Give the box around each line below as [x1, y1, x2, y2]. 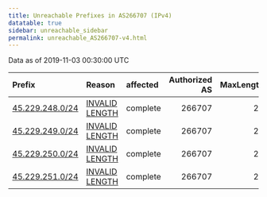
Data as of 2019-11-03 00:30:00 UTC [8, 56, 130, 65]
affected [126, 79, 159, 91]
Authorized [168, 75, 213, 86]
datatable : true [8, 19, 62, 27]
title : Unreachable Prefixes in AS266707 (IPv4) [8, 11, 172, 20]
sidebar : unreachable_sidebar [8, 26, 109, 34]
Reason [86, 79, 115, 91]
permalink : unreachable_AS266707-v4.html [8, 33, 148, 42]
